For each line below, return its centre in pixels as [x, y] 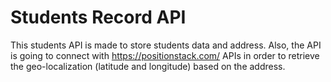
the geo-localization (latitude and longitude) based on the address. [148, 66]
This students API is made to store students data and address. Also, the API [166, 45]
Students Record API [98, 17]
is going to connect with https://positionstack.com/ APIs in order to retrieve [165, 55]
